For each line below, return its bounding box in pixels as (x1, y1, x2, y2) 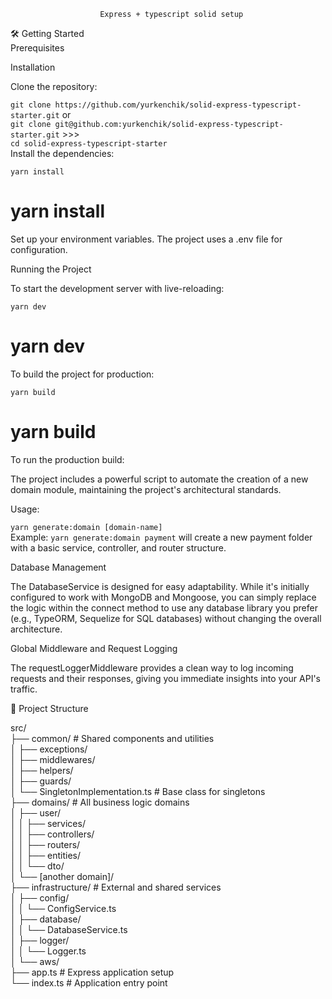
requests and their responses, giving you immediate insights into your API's (10, 672, 321, 684)
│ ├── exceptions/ (10, 743, 88, 755)
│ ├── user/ (10, 806, 62, 819)
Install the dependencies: (10, 148, 115, 159)
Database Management (10, 561, 107, 573)
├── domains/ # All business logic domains (10, 796, 190, 808)
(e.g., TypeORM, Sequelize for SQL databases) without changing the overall (10, 612, 322, 624)
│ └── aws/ (10, 955, 60, 967)
